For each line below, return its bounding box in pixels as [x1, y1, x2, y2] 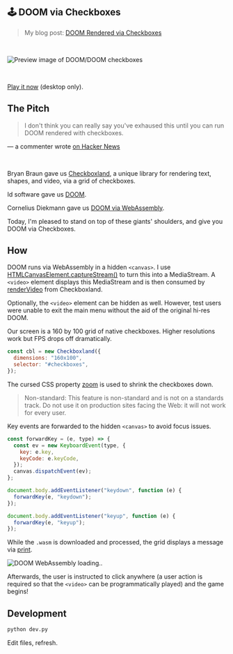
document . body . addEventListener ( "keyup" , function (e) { [7, 512, 176, 519]
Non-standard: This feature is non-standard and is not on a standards [24, 393, 224, 402]
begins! [7, 587, 29, 595]
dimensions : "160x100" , [13, 355, 82, 362]
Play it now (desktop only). [7, 82, 83, 91]
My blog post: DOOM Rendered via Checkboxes [24, 28, 162, 37]
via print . [7, 545, 33, 554]
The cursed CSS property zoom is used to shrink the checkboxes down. [7, 380, 214, 388]
